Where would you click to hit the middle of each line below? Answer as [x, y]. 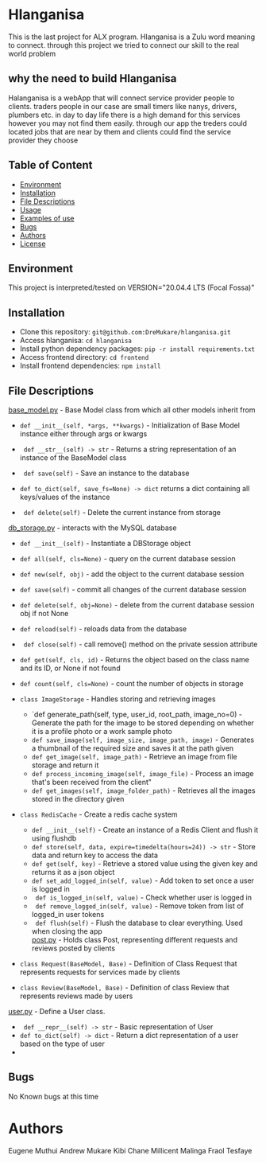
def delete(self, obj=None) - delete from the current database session [137, 605]
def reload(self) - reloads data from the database [103, 629]
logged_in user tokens [68, 914]
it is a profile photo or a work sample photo [102, 731]
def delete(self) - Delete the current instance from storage [122, 512]
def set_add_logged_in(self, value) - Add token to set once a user [143, 880]
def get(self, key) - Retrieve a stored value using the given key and [145, 864]
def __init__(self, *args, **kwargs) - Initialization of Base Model [130, 425]
